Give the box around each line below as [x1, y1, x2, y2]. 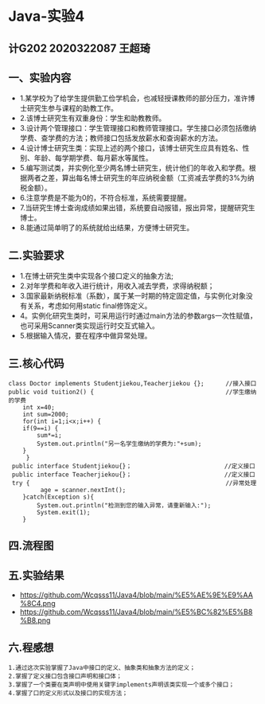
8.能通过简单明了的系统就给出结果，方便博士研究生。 [19, 223, 194, 233]
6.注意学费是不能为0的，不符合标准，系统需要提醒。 [19, 193, 191, 203]
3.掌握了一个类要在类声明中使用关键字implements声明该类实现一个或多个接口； [8, 681, 235, 689]
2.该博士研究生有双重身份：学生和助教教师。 [19, 113, 166, 123]
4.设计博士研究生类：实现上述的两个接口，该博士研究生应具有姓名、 [19, 143, 243, 153]
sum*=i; [37, 432, 62, 440]
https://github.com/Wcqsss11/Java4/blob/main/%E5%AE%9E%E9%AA [19, 590, 253, 600]
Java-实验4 [8, 7, 85, 25]
